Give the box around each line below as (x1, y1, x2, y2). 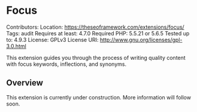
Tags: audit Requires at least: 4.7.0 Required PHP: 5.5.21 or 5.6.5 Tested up (6, 29, 190, 37)
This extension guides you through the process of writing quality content (6, 54, 186, 61)
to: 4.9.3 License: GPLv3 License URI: (6, 36, 99, 43)
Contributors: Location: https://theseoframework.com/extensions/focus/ (6, 23, 184, 31)
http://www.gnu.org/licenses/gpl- (99, 36, 183, 43)
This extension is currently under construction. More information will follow (6, 93, 192, 101)
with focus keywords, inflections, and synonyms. (6, 60, 127, 68)
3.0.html (6, 43, 27, 50)
